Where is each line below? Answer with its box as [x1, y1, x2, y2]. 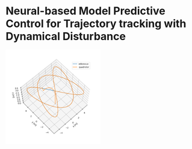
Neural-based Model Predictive [5, 4, 166, 18]
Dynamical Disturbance [5, 30, 126, 43]
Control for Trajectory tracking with [5, 17, 187, 31]
